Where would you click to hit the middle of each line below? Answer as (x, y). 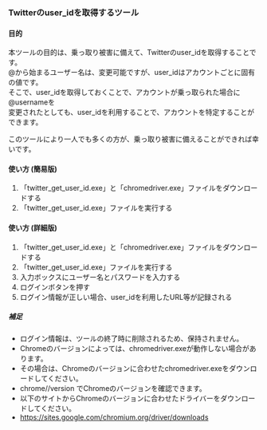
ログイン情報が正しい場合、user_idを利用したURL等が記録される (126, 297)
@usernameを (32, 102)
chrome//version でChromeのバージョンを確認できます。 (113, 388)
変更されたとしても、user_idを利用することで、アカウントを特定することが (132, 112)
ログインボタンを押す (55, 287)
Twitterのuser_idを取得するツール (74, 12)
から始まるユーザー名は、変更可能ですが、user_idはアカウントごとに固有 (135, 73)
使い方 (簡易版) (33, 168)
